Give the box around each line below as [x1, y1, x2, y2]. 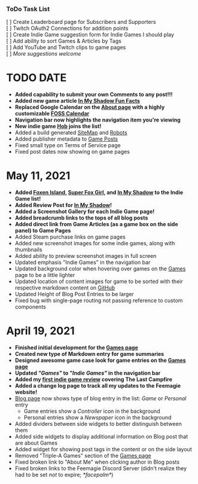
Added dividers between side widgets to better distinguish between [14, 421, 182, 428]
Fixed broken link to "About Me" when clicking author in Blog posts [14, 458, 180, 465]
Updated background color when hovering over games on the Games [14, 265, 186, 272]
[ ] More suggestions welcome [6, 50, 81, 57]
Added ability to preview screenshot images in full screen [14, 252, 157, 260]
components [14, 303, 46, 311]
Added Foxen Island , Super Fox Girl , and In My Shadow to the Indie [14, 189, 184, 196]
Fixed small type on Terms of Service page [14, 142, 121, 149]
